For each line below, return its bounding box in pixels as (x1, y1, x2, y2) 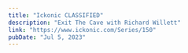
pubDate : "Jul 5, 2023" (8, 33, 87, 41)
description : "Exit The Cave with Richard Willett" (8, 19, 181, 26)
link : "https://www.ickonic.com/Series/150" (8, 26, 157, 34)
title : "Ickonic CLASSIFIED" (8, 11, 104, 19)
